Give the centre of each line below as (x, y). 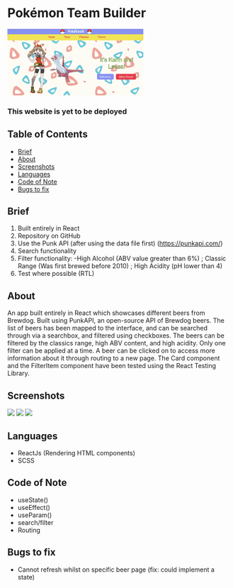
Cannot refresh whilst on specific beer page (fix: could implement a (116, 570)
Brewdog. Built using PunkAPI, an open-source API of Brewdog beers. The (116, 321)
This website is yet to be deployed (67, 111)
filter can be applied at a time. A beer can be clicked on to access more (112, 351)
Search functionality (47, 251)
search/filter (35, 522)
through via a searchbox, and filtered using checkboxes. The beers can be (116, 335)
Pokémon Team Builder (77, 13)
